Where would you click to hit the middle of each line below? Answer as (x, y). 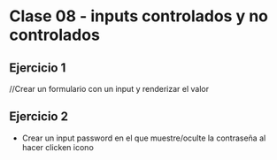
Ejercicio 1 (38, 68)
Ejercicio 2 (39, 117)
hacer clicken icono (58, 147)
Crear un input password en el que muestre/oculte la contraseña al (144, 138)
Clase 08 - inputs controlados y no (138, 16)
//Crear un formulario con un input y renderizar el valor (109, 89)
